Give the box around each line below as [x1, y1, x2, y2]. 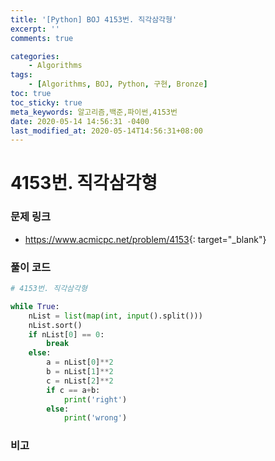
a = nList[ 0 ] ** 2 [46, 357, 114, 368]
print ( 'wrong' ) [63, 413, 128, 423]
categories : [10, 51, 60, 61]
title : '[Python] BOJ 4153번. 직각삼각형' [10, 14, 178, 25]
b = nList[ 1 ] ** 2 [46, 367, 114, 377]
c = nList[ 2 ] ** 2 [46, 376, 114, 386]
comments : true [10, 33, 74, 43]
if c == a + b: [46, 385, 101, 395]
